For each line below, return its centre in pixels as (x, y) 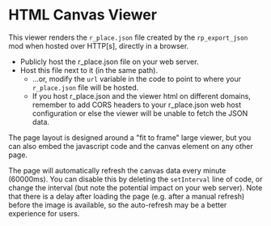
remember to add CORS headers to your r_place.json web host (137, 104)
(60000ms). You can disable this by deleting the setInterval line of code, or (135, 179)
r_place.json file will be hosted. (85, 87)
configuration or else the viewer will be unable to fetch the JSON (140, 113)
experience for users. (44, 213)
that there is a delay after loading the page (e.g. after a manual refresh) (127, 196)
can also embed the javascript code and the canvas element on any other (131, 146)
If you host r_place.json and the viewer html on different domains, (141, 96)
